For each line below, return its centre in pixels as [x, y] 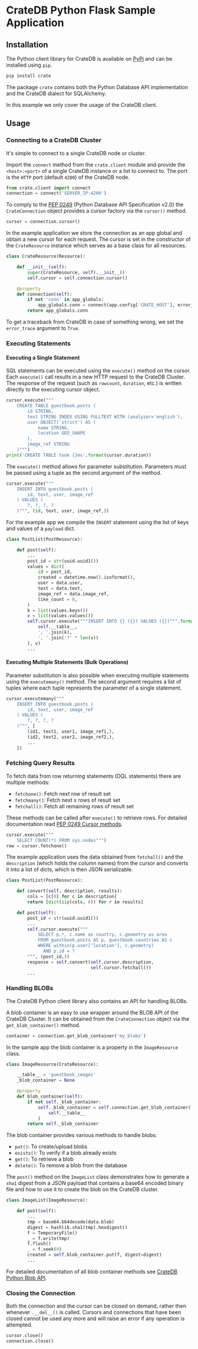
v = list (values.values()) [60, 616]
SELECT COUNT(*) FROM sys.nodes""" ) [62, 840]
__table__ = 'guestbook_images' [56, 1075]
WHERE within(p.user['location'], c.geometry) [96, 946]
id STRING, [41, 411]
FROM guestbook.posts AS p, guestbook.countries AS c [105, 940]
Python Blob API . [27, 1278]
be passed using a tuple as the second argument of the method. [84, 472]
